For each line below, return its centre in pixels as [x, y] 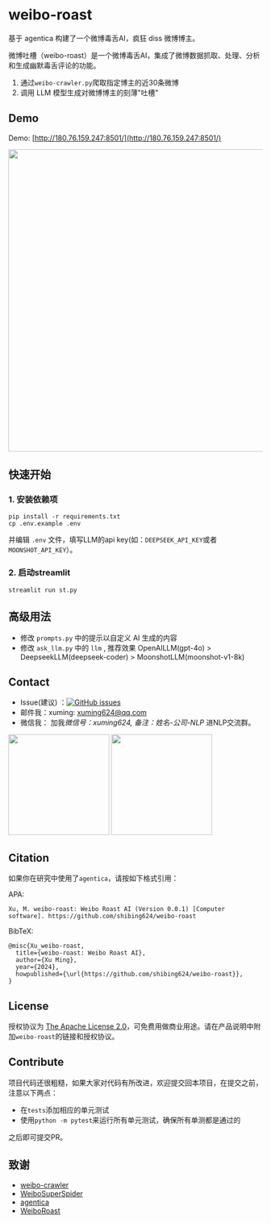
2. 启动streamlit [40, 572]
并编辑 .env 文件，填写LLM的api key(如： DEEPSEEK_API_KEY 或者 [113, 540]
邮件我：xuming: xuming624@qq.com [83, 713]
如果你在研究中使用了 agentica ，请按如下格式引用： [94, 878]
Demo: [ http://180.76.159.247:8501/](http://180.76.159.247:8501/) [115, 138]
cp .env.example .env [45, 524]
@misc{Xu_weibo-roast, [46, 946]
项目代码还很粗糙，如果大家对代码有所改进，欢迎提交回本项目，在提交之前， [135, 1083]
